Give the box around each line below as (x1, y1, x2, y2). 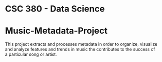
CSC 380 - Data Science (5, 3, 105, 14)
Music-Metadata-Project (5, 25, 108, 37)
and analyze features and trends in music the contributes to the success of (5, 47, 155, 52)
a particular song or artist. (5, 51, 57, 57)
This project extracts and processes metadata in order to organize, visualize (5, 41, 158, 47)
